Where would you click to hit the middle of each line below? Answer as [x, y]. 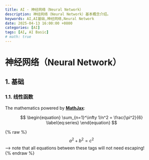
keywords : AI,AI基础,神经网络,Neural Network [50, 19]
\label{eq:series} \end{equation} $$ [82, 122]
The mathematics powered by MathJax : [45, 108]
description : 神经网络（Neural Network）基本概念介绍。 [58, 14]
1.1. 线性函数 [19, 97]
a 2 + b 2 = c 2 [82, 140]
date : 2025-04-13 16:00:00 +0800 [39, 23]
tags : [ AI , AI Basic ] [27, 32]
